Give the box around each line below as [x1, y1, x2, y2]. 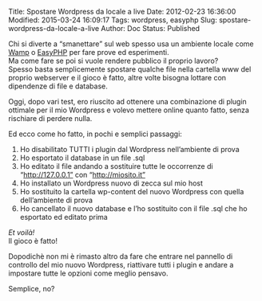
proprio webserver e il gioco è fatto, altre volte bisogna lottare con [8, 73, 226, 82]
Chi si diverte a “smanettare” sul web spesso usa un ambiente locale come [8, 39, 254, 49]
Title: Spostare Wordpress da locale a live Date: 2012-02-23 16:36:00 [8, 7, 236, 16]
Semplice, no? [8, 284, 55, 293]
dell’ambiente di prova [19, 195, 93, 205]
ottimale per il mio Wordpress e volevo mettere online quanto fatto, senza [8, 105, 250, 115]
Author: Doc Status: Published [101, 24, 200, 33]
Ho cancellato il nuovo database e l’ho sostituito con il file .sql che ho [19, 204, 248, 213]
